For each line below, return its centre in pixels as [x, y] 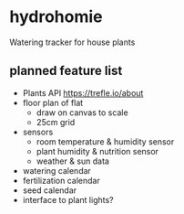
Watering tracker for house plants [72, 42]
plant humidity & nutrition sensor [97, 151]
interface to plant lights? [68, 199]
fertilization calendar [61, 180]
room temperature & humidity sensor [105, 141]
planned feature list [66, 71]
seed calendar [50, 190]
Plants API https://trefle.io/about [83, 92]
